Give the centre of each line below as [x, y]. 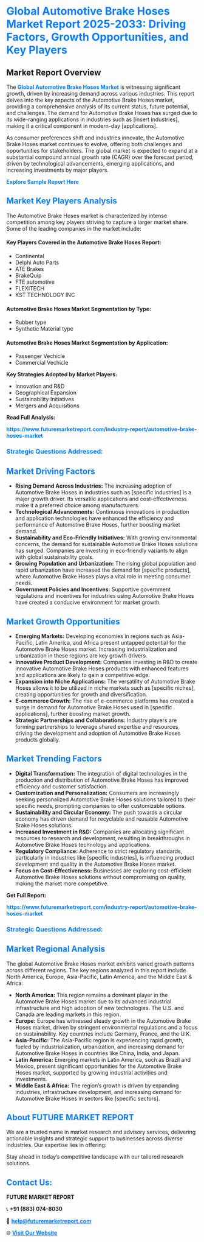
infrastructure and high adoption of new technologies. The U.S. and [99, 1008]
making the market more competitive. [62, 883]
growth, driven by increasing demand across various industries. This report [100, 93]
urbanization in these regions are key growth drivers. [81, 655]
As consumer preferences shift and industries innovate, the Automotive [95, 138]
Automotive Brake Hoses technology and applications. [83, 844]
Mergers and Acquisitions [47, 405]
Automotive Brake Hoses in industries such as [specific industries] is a [103, 493]
